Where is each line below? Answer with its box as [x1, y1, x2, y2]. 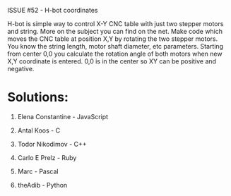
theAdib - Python [17, 180, 68, 189]
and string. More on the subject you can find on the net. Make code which [7, 27, 223, 35]
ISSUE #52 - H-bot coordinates [7, 6, 98, 14]
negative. [7, 65, 35, 73]
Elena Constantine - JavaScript [17, 112, 108, 121]
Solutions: [7, 90, 69, 105]
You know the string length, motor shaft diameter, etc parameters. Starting [7, 42, 224, 50]
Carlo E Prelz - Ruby [17, 153, 77, 161]
